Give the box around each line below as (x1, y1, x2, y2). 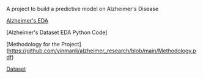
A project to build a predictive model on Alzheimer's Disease (6, 5, 159, 12)
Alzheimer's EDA (6, 17, 49, 24)
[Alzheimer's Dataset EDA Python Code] (6, 29, 108, 36)
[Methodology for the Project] (6, 41, 81, 48)
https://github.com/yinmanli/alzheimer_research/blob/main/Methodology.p (8, 47, 197, 54)
